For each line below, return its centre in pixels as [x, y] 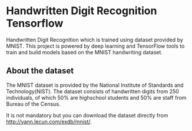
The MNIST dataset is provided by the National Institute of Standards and [95, 85]
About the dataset [40, 71]
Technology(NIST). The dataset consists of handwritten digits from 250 [93, 91]
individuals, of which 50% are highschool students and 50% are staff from [96, 97]
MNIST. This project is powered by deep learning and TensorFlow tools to [95, 46]
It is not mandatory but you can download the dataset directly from [87, 115]
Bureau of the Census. [33, 104]
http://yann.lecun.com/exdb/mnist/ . [49, 122]
